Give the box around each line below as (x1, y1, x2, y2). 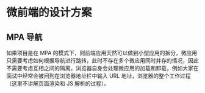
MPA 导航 (6, 32, 43, 42)
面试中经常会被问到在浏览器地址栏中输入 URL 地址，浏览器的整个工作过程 (6, 72, 191, 80)
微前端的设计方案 (6, 6, 93, 20)
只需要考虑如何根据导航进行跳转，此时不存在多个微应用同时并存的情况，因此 (6, 57, 199, 64)
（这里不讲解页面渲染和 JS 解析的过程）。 (6, 80, 110, 87)
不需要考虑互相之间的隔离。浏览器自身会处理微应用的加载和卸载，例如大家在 (6, 65, 199, 72)
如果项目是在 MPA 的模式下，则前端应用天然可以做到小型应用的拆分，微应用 (6, 50, 198, 56)
